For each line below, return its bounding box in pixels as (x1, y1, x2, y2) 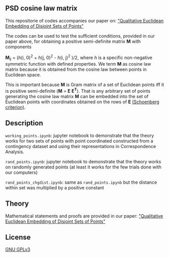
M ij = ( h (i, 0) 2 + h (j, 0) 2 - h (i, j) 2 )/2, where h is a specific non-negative (5, 53, 153, 62)
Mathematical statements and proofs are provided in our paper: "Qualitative (5, 213, 163, 219)
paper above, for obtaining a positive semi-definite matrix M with (5, 38, 141, 44)
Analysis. (5, 149, 24, 155)
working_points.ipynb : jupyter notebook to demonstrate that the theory (5, 132, 154, 138)
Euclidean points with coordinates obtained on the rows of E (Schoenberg (5, 99, 160, 105)
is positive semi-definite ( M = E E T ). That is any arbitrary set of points (5, 87, 151, 94)
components (5, 43, 32, 50)
